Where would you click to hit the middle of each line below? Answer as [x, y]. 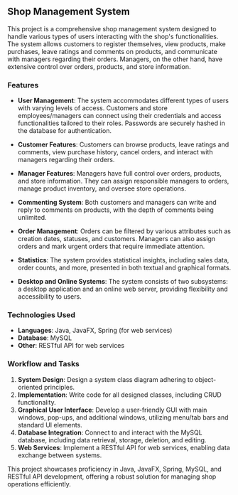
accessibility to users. [49, 297]
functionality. [37, 402]
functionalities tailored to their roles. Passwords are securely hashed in [121, 123]
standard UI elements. [50, 425]
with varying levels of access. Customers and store [93, 108]
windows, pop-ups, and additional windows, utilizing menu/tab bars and [123, 417]
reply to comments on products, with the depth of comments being [116, 210]
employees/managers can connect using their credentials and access [119, 116]
